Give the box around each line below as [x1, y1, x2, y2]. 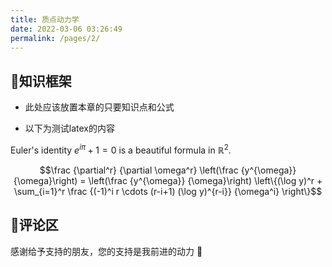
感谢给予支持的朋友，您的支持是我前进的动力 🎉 [10, 245, 203, 257]
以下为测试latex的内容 [24, 122, 115, 135]
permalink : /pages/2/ [10, 33, 101, 43]
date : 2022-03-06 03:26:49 [10, 24, 123, 34]
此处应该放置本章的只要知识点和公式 [24, 101, 175, 113]
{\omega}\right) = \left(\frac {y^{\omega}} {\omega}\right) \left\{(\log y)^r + [13, 174, 323, 186]
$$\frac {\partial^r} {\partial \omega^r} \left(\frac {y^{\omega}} [39, 164, 297, 176]
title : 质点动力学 [10, 14, 80, 25]
